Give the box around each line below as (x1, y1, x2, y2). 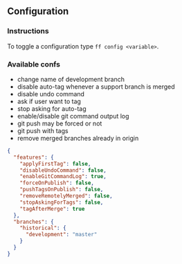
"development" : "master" (25, 231, 98, 238)
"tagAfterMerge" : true (19, 205, 85, 212)
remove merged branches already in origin (17, 134, 139, 142)
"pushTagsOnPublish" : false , (19, 186, 104, 193)
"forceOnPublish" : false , (19, 179, 95, 186)
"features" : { (13, 154, 54, 161)
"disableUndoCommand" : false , (19, 166, 107, 174)
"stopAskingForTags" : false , (19, 199, 104, 206)
